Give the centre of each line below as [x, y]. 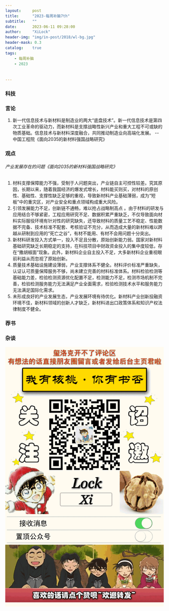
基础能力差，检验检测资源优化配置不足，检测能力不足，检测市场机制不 [85, 278]
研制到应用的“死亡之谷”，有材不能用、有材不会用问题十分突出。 [87, 233]
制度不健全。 [30, 309]
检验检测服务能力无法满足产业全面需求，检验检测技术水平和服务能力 [92, 284]
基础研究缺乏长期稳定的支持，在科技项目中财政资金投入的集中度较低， [85, 246]
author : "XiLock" [28, 32]
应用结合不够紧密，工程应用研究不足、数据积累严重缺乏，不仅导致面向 [85, 215]
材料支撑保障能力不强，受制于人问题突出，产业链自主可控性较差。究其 [85, 183]
